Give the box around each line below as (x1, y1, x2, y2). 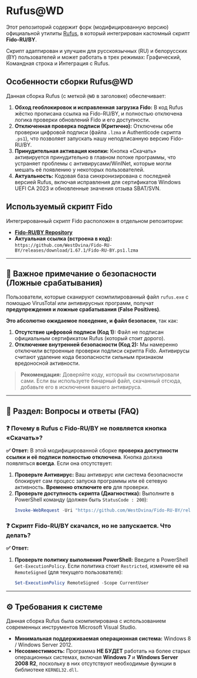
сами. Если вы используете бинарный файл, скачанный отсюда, (20, 377, 182, 385)
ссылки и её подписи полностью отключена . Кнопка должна (6, 453, 163, 461)
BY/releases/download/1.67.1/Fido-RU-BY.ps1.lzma (14, 248, 139, 253)
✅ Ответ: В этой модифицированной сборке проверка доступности (6, 447, 178, 454)
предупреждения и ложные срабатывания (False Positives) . (6, 306, 161, 313)
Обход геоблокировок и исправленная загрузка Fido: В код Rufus (14, 104, 184, 111)
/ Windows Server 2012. (14, 641, 73, 648)
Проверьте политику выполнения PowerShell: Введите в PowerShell (14, 556, 189, 564)
